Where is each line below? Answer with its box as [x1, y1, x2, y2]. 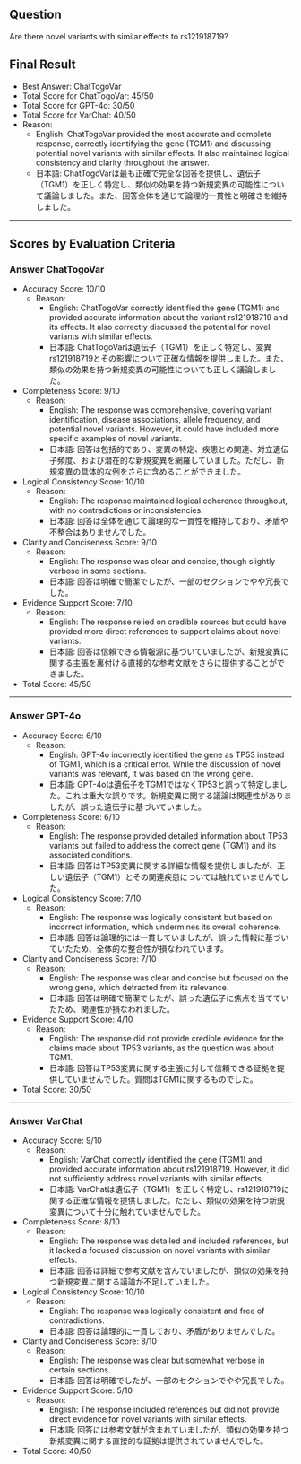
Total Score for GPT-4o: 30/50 [21, 100, 135, 110]
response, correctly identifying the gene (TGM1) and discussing [35, 138, 271, 149]
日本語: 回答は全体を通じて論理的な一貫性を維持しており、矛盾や [48, 516, 288, 527]
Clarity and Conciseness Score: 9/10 [21, 537, 158, 548]
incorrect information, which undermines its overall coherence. [48, 921, 281, 932]
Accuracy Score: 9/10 [21, 1135, 103, 1146]
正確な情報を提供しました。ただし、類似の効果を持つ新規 [73, 1195, 285, 1206]
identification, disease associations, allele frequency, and [48, 414, 261, 425]
